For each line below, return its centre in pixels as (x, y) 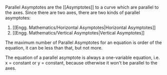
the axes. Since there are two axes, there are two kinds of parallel (72, 12)
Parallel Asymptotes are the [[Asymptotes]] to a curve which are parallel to (82, 7)
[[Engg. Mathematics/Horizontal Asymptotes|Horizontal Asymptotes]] (84, 27)
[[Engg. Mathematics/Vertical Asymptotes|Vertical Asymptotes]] (78, 33)
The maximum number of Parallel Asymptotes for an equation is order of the (83, 42)
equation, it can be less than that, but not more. (54, 48)
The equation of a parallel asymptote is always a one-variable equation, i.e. (82, 57)
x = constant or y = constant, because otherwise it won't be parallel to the (81, 63)
